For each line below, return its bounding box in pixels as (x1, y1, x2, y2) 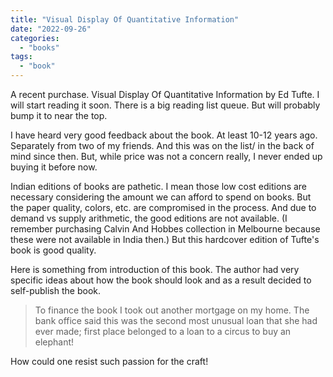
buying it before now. (10, 161, 98, 173)
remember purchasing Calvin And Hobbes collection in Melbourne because (10, 223, 321, 235)
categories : (10, 33, 60, 43)
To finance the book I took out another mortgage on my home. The (34, 304, 310, 316)
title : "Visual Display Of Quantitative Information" (10, 14, 240, 25)
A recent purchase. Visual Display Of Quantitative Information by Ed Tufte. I (10, 89, 320, 100)
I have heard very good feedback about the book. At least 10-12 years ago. (10, 129, 318, 141)
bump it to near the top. (10, 110, 108, 121)
